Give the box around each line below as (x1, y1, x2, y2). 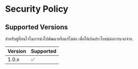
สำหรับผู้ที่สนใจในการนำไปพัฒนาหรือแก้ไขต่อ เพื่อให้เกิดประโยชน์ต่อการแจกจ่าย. (5, 36, 134, 42)
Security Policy (5, 3, 69, 15)
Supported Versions (5, 23, 68, 31)
